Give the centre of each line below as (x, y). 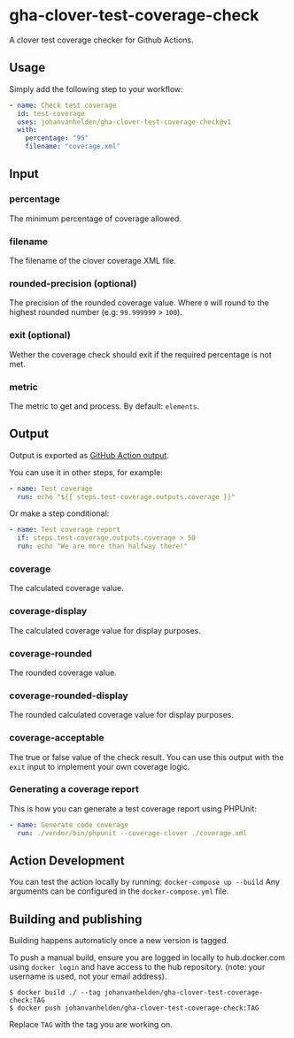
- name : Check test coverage (63, 105)
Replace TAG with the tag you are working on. (91, 1025)
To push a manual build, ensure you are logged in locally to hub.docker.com (147, 957)
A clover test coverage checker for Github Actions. (102, 40)
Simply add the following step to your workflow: (96, 88)
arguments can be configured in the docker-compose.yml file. (119, 891)
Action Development (67, 861)
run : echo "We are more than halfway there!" (103, 546)
